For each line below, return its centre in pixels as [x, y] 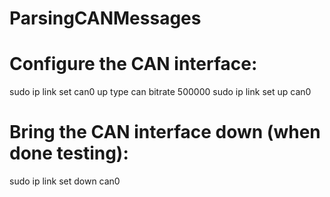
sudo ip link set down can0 [65, 181]
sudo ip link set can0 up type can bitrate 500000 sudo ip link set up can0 [160, 92]
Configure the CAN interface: [133, 64]
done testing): [69, 153]
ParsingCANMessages [105, 18]
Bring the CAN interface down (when [165, 132]
